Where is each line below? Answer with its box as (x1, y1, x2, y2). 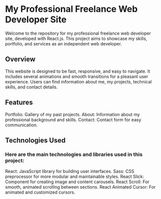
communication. (5, 122, 38, 128)
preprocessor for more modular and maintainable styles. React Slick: (5, 174, 144, 180)
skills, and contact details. (5, 84, 58, 90)
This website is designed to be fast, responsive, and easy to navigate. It (5, 68, 151, 74)
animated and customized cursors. (5, 189, 75, 196)
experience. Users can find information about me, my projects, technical (5, 79, 152, 84)
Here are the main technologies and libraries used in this (5, 151, 143, 158)
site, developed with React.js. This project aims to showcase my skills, (5, 36, 148, 41)
